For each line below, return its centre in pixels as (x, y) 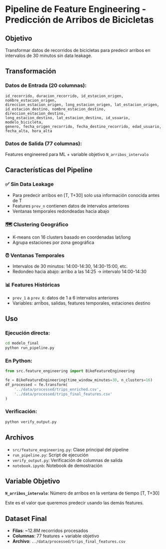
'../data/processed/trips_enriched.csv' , (58, 389)
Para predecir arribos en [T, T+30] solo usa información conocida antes (86, 195)
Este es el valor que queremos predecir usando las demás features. (75, 503)
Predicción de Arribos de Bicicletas (80, 20)
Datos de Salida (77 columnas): (44, 143)
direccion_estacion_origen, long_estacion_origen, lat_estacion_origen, (82, 104)
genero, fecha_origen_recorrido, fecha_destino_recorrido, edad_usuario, (83, 126)
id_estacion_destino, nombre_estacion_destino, (56, 109)
